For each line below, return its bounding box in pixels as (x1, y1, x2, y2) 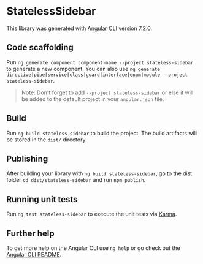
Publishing (6, 153, 48, 164)
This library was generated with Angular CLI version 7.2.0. (6, 25, 152, 32)
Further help (6, 228, 55, 238)
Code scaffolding (6, 42, 74, 53)
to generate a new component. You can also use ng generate (6, 65, 161, 72)
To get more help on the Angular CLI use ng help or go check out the (6, 244, 180, 252)
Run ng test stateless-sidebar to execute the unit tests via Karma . (6, 210, 177, 218)
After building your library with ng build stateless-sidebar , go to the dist (6, 170, 193, 177)
